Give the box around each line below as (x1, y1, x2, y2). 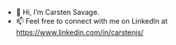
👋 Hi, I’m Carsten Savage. (15, 8, 100, 17)
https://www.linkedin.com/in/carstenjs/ (15, 28, 144, 37)
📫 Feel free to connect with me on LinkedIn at (15, 17, 168, 25)
